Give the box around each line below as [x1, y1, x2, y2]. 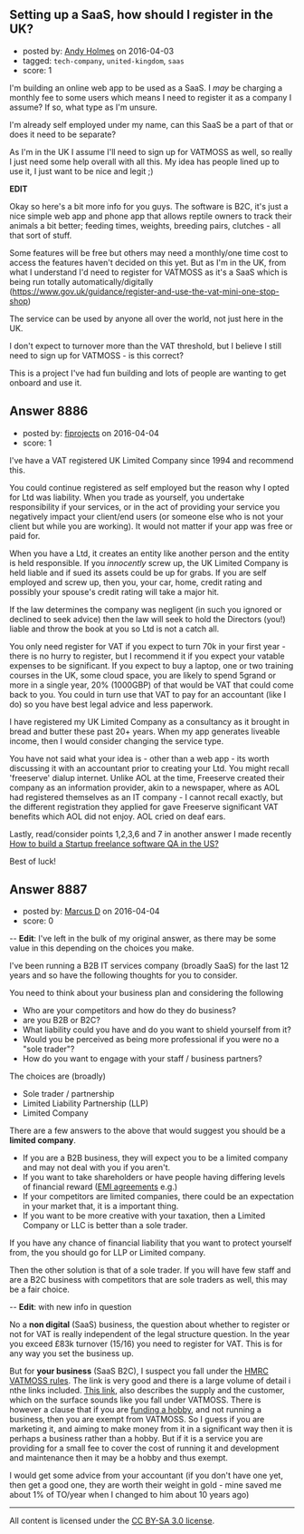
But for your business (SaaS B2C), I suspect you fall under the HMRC [9, 1365, 269, 1377]
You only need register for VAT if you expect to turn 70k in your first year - [9, 640, 287, 651]
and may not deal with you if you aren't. [22, 1162, 171, 1173]
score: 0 [22, 915, 54, 926]
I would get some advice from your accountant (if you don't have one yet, [9, 1470, 283, 1481]
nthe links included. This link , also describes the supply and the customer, [9, 1385, 285, 1396]
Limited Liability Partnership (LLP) [22, 1098, 149, 1109]
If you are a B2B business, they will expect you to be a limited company [22, 1152, 289, 1164]
